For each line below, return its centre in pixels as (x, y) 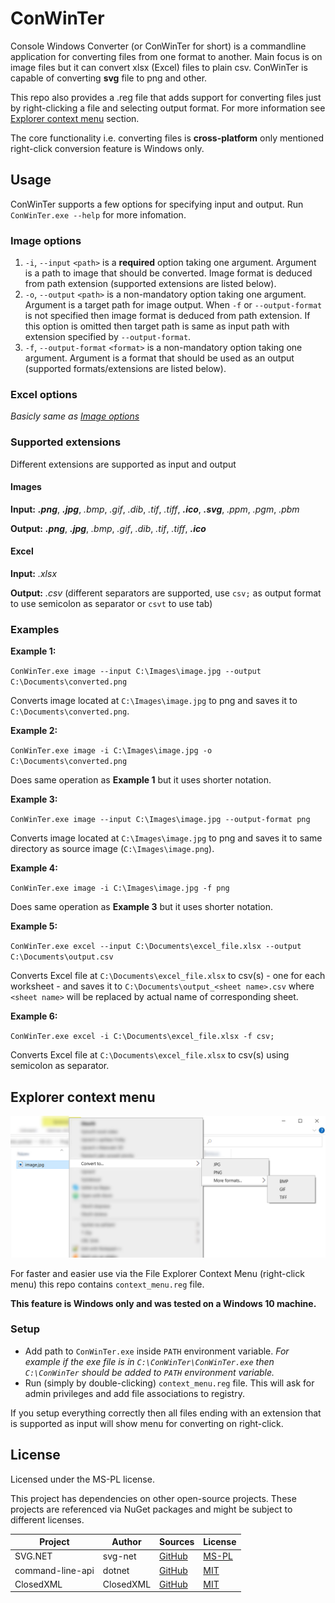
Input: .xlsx (34, 574)
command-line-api (54, 1570)
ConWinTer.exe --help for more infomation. (98, 214)
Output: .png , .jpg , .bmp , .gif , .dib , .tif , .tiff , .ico (108, 528)
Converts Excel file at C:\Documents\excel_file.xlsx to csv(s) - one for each (168, 976)
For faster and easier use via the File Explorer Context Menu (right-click (157, 1273)
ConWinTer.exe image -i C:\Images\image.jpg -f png (120, 888)
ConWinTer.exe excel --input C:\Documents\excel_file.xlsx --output (156, 947)
